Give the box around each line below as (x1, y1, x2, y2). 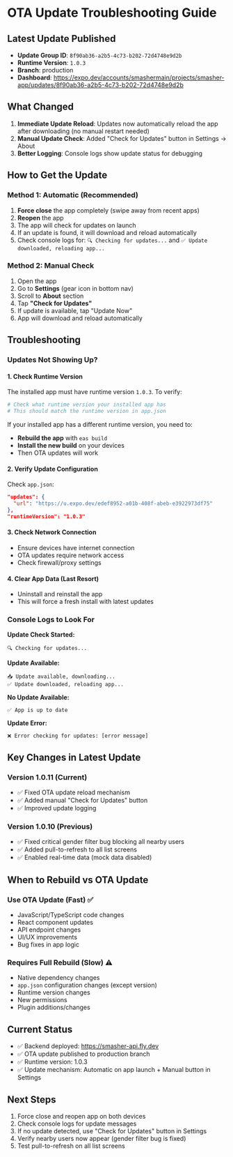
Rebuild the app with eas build (17, 434, 108, 442)
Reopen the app (17, 213, 64, 222)
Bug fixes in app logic (17, 940, 80, 949)
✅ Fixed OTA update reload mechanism (17, 788, 131, 796)
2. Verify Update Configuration (7, 464, 99, 473)
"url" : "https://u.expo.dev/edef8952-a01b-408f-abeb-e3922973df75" (13, 500, 214, 507)
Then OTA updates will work (17, 448, 99, 457)
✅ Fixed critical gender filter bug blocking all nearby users (17, 838, 184, 846)
